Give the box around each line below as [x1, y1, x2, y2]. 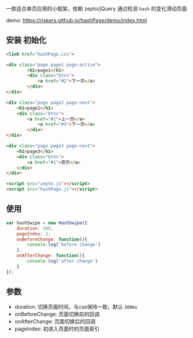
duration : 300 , [16, 225, 54, 231]
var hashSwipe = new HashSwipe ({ [6, 219, 88, 226]
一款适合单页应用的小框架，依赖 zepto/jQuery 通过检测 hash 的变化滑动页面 [6, 5, 187, 12]
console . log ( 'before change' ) [27, 242, 101, 248]
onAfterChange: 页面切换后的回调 [14, 318, 96, 325]
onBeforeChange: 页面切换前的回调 [14, 310, 100, 318]
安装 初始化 [6, 35, 47, 45]
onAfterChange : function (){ [16, 253, 85, 259]
